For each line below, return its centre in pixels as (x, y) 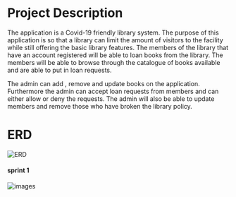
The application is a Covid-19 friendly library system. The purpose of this (113, 32)
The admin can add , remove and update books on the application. (104, 83)
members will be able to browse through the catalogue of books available (114, 62)
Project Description (65, 13)
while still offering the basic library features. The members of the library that (118, 47)
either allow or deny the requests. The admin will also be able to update (111, 98)
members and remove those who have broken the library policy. (100, 106)
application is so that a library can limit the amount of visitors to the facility (115, 40)
